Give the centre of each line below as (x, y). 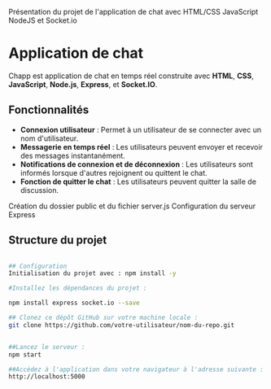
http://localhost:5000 (47, 377)
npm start (25, 354)
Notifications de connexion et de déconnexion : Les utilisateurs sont (137, 164)
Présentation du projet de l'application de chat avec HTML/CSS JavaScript (133, 12)
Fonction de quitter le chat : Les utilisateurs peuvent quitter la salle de (138, 181)
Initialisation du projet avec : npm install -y (92, 273)
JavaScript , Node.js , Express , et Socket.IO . (83, 84)
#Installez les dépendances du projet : (78, 288)
